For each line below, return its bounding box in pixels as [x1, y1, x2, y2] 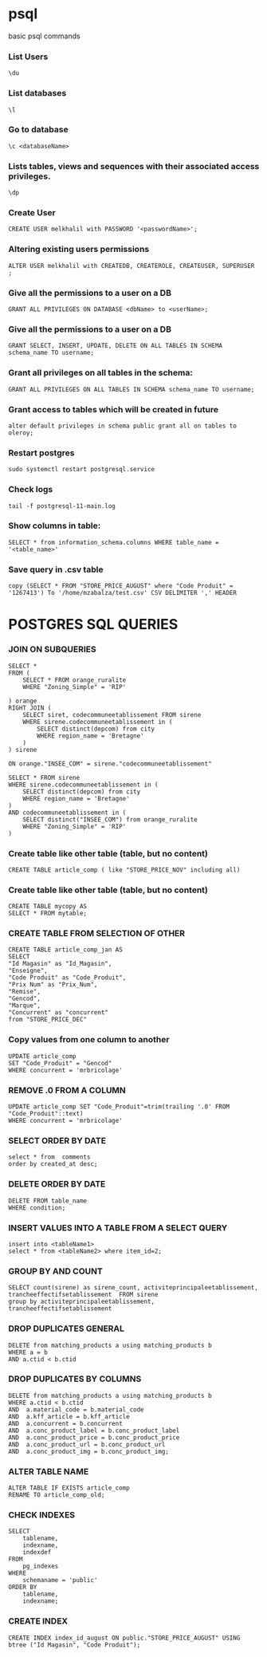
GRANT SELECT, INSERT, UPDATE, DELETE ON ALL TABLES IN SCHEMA [8, 342, 223, 350]
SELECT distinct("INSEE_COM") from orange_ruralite [22, 815, 198, 824]
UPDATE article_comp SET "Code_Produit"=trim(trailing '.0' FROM [8, 1103, 230, 1111]
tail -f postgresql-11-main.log [8, 502, 116, 510]
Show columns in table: [8, 520, 101, 531]
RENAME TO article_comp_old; [8, 1491, 105, 1499]
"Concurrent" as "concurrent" [8, 1009, 109, 1017]
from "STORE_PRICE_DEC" [8, 1016, 88, 1024]
